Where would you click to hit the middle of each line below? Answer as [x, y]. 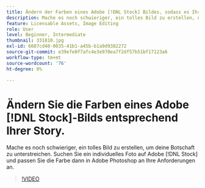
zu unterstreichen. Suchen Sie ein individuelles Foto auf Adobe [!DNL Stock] [102, 154]
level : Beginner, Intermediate [46, 35]
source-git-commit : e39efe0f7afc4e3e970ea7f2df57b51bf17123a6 [87, 52]
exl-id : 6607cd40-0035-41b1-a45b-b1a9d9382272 [67, 47]
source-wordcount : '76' [37, 63]
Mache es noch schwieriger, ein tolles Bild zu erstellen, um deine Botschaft [101, 148]
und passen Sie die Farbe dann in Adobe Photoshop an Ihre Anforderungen [101, 160]
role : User [20, 29]
